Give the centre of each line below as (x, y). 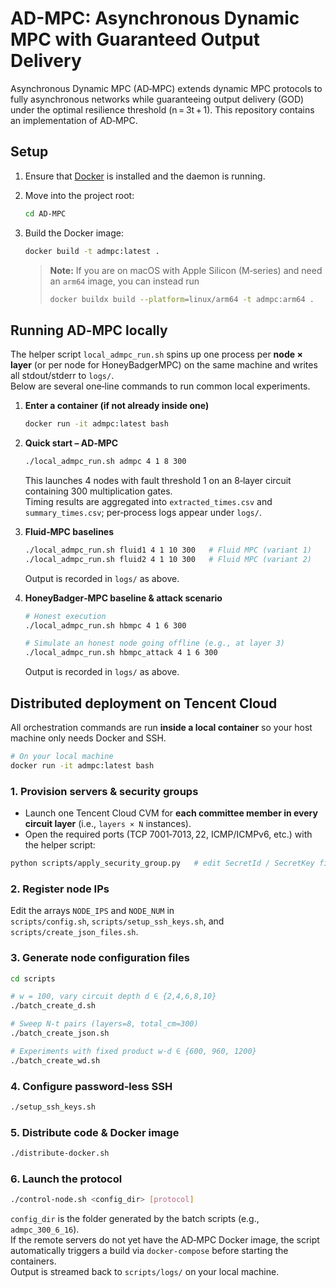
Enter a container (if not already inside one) (117, 406)
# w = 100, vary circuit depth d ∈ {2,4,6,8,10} (113, 997)
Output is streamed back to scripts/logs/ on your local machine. (145, 1272)
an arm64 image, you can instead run (124, 281)
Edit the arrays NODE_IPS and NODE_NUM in (92, 911)
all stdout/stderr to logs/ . (62, 376)
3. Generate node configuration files (100, 958)
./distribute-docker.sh (60, 1153)
